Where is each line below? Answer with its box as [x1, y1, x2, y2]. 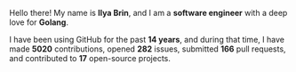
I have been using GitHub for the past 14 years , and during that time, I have [9, 35, 284, 44]
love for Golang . [9, 17, 69, 28]
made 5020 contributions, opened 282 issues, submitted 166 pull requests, [9, 44, 286, 54]
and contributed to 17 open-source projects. [9, 53, 172, 63]
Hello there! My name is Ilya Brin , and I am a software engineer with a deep [9, 8, 288, 18]
